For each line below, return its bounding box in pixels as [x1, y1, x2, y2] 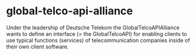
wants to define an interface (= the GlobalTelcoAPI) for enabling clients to [6, 30, 187, 37]
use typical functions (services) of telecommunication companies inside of [6, 36, 190, 44]
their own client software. [6, 43, 69, 50]
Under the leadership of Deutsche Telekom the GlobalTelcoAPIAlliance [6, 24, 180, 31]
